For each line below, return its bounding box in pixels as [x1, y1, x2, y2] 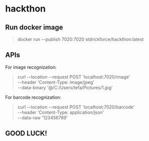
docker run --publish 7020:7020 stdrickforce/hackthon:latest [17, 36, 144, 42]
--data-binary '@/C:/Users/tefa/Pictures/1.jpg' [17, 84, 113, 90]
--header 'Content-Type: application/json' [17, 109, 104, 115]
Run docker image [5, 23, 63, 32]
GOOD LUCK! [5, 129, 48, 138]
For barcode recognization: [5, 94, 62, 100]
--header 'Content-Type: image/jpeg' [17, 79, 94, 85]
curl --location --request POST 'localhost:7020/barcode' [17, 104, 135, 110]
